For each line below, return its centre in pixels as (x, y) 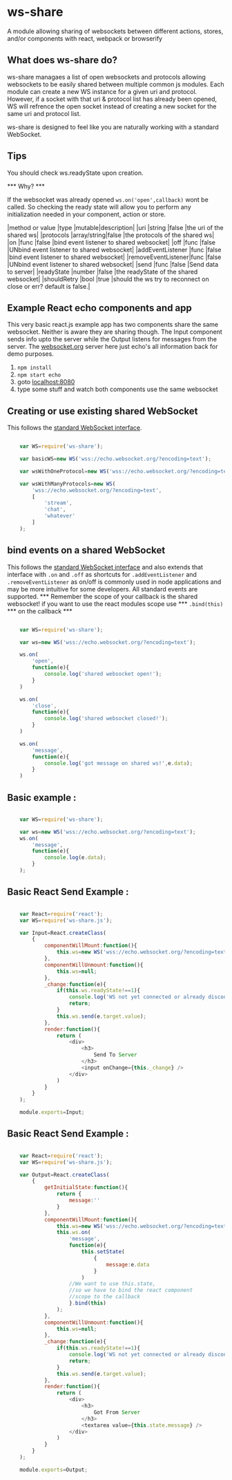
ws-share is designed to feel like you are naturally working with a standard (113, 127)
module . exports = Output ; (54, 1470)
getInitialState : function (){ (86, 1188)
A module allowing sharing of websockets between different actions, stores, (115, 31)
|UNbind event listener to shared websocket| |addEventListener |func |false (115, 249)
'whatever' (60, 516)
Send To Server (115, 1055)
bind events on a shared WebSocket (86, 550)
